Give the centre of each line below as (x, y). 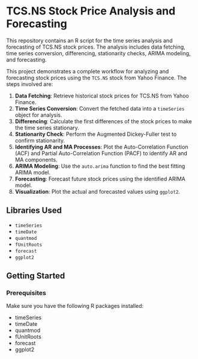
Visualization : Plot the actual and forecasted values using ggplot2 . (97, 191)
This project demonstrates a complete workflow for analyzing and (88, 71)
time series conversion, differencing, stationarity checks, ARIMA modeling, (98, 53)
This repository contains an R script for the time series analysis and (89, 40)
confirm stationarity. (40, 140)
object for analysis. (38, 115)
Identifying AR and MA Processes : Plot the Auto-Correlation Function (101, 147)
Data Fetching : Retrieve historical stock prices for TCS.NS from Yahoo (102, 96)
